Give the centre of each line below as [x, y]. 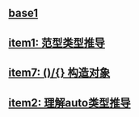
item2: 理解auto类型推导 [69, 103]
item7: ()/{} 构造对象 [59, 73]
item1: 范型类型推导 [57, 42]
